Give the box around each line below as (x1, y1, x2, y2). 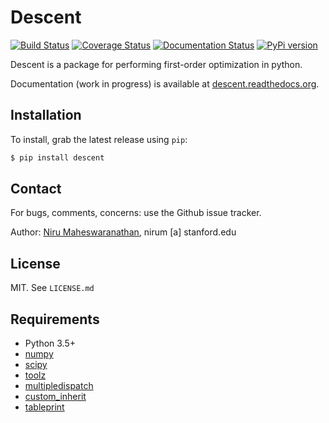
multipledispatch (24, 380, 94, 392)
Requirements (10, 311, 100, 328)
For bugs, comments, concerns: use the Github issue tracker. (10, 207, 262, 219)
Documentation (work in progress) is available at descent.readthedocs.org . (10, 77, 320, 90)
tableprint (24, 401, 65, 413)
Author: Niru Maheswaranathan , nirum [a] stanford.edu (10, 226, 237, 238)
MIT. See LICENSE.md (10, 282, 95, 294)
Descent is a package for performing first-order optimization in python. (10, 58, 303, 70)
